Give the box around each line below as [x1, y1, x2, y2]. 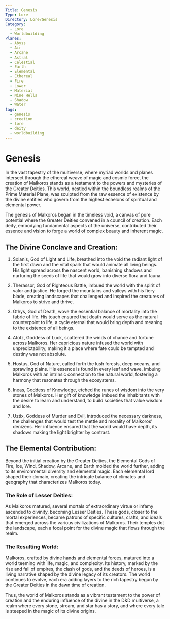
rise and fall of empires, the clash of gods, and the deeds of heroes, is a [5, 566, 156, 572]
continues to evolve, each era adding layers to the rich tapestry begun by [5, 576, 158, 582]
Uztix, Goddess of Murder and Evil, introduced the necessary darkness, [12, 413, 163, 419]
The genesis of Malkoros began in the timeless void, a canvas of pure [5, 212, 151, 218]
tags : [5, 107, 17, 112]
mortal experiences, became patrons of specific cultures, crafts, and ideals [5, 514, 162, 520]
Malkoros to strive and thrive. [12, 299, 74, 305]
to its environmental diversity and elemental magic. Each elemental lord [5, 468, 155, 474]
